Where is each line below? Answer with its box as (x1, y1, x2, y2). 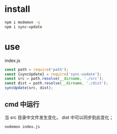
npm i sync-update (4, 24, 42, 29)
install (4, 3, 30, 15)
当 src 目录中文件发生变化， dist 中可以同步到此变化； (4, 114, 114, 120)
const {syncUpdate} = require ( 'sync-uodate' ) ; (4, 72, 102, 77)
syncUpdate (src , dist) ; (4, 86, 54, 90)
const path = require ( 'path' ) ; (4, 67, 69, 72)
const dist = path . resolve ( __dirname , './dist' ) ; (4, 81, 109, 86)
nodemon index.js (4, 124, 40, 129)
